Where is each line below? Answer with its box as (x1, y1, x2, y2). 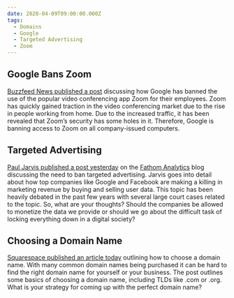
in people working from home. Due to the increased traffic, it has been (7, 109, 210, 117)
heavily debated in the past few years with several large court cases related (7, 193, 225, 201)
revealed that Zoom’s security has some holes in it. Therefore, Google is (7, 117, 214, 125)
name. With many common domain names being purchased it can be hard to (7, 261, 227, 269)
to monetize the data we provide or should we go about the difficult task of (7, 207, 222, 216)
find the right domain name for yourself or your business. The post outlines (7, 268, 224, 276)
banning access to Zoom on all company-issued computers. (7, 124, 180, 133)
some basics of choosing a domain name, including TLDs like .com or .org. (7, 276, 222, 284)
